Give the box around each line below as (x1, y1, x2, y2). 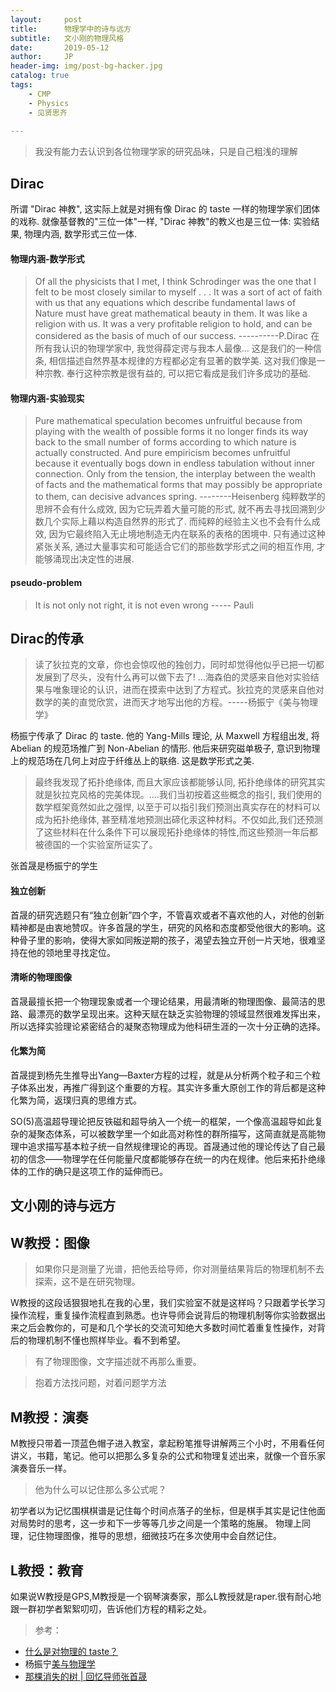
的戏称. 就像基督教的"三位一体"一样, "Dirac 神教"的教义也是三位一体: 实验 (10, 216, 312, 228)
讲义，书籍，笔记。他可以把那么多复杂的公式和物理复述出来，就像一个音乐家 (10, 1450, 326, 1462)
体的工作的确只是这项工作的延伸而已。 (10, 1166, 168, 1178)
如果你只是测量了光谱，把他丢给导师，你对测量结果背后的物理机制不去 (34, 1263, 325, 1275)
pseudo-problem (10, 577, 83, 589)
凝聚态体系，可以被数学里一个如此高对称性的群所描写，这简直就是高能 (27, 1128, 317, 1140)
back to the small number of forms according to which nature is (34, 436, 297, 448)
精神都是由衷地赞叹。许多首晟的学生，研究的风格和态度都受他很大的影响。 (10, 921, 317, 933)
